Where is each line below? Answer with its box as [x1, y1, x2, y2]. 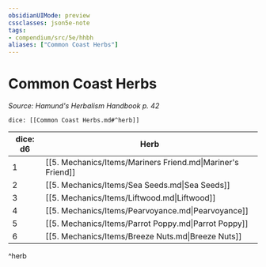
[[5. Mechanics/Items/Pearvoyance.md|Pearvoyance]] [45, 205, 249, 216]
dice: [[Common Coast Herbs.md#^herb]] [8, 116, 140, 125]
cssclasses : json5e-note [8, 19, 90, 27]
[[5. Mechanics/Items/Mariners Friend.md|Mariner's [45, 157, 239, 168]
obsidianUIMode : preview [8, 11, 90, 20]
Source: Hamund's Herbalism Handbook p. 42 [8, 101, 160, 111]
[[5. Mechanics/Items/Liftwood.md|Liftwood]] [45, 193, 216, 204]
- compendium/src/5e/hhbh [8, 33, 93, 42]
